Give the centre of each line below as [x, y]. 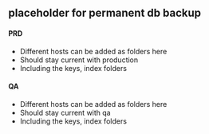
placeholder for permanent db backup [105, 13]
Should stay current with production [79, 60]
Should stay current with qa [65, 112]
